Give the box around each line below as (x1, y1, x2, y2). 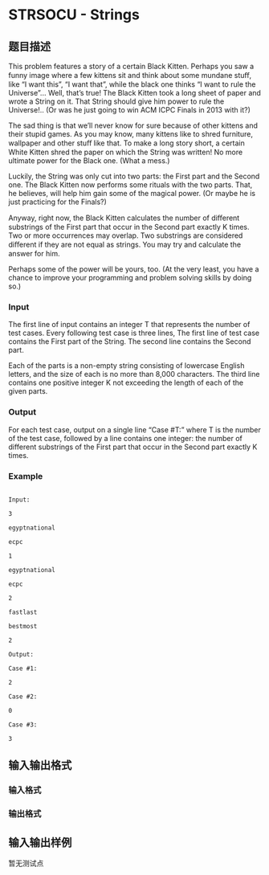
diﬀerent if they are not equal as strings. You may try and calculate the (8, 239, 242, 249)
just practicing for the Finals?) (8, 197, 107, 206)
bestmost (8, 622, 38, 630)
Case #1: (8, 664, 38, 673)
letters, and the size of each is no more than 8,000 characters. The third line (8, 370, 260, 379)
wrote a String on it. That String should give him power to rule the (8, 96, 225, 106)
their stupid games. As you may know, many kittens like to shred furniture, (8, 129, 253, 138)
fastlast (8, 608, 38, 616)
